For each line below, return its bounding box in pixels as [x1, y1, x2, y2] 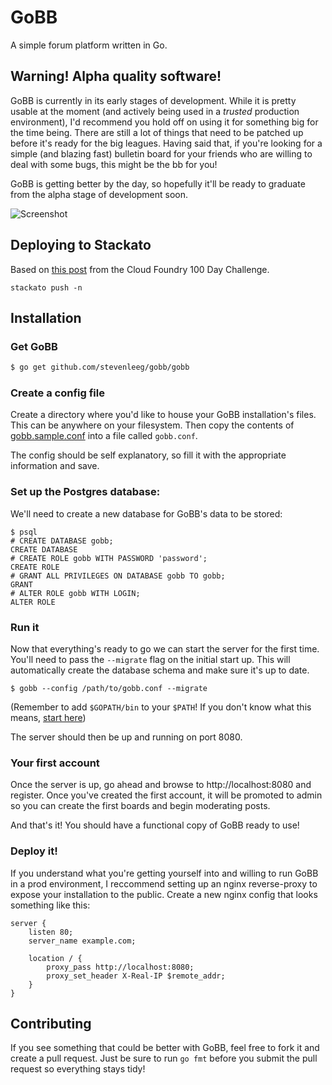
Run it [10, 620, 40, 634]
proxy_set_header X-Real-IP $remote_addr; [46, 971, 226, 981]
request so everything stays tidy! [10, 1063, 146, 1075]
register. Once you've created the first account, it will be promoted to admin [10, 789, 323, 801]
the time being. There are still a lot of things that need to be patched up [10, 126, 304, 138]
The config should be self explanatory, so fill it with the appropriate [10, 449, 287, 461]
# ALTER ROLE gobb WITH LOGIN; [10, 588, 141, 598]
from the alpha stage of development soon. [10, 188, 189, 200]
